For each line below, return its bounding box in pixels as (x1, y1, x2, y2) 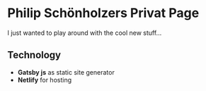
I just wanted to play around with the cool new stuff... (7, 28, 162, 37)
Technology (7, 49, 62, 61)
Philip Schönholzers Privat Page (7, 5, 200, 21)
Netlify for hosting (17, 75, 72, 84)
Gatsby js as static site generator (17, 68, 115, 76)
